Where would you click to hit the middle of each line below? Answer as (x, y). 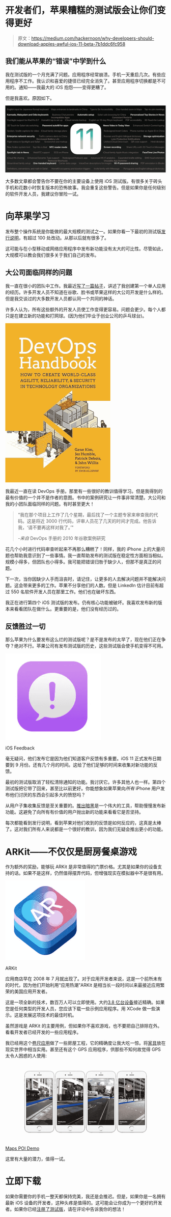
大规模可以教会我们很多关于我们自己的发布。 (52, 255)
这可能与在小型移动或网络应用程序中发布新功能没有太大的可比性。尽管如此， (85, 248)
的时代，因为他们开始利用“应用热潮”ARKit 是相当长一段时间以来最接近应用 (83, 985)
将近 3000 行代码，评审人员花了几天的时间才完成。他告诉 (96, 521)
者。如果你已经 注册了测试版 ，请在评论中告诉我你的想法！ (65, 1209)
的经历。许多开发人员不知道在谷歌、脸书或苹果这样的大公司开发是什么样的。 (85, 292)
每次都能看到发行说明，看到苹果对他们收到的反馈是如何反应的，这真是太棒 (83, 823)
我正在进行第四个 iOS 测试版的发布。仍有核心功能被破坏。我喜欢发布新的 (81, 602)
